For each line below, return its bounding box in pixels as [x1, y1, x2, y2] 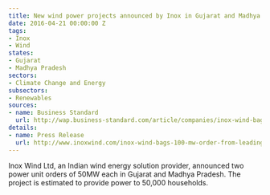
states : [8, 49, 35, 57]
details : [8, 124, 38, 132]
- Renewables [8, 94, 52, 102]
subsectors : [8, 86, 48, 95]
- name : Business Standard [8, 109, 99, 117]
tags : [8, 26, 27, 35]
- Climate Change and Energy [8, 79, 106, 87]
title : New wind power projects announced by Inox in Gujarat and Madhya [8, 11, 261, 20]
